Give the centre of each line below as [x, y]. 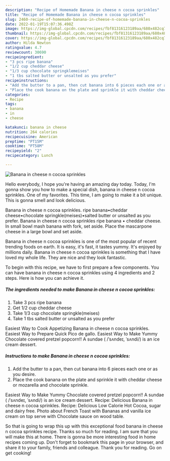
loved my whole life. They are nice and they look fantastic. [66, 257]
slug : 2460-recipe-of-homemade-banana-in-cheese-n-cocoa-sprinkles [78, 19]
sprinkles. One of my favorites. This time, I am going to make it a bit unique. [84, 195]
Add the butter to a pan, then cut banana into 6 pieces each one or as [85, 369]
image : [12, 29]
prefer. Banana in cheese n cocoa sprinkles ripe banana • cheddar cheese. [83, 221]
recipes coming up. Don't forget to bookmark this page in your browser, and [84, 442]
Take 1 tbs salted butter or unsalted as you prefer [63, 318]
